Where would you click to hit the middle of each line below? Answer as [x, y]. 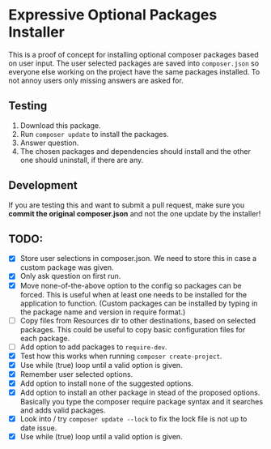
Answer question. [49, 143]
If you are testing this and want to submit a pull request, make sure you [127, 205]
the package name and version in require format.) [103, 312]
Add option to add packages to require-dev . [93, 347]
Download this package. [60, 125]
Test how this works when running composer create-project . [121, 356]
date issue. [38, 428]
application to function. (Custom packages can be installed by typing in [139, 303]
